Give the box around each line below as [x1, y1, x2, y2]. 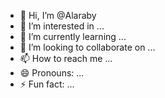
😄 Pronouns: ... [19, 67, 85, 79]
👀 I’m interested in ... [19, 20, 105, 32]
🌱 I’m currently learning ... [19, 31, 127, 42]
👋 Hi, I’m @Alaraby [19, 10, 97, 21]
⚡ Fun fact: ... [19, 78, 75, 90]
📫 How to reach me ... [19, 53, 113, 64]
